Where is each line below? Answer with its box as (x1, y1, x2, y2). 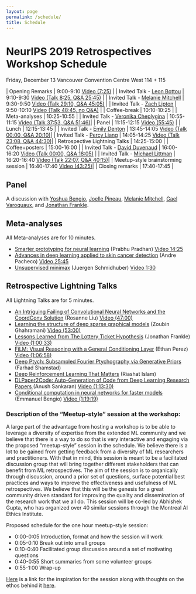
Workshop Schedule (6, 57, 107, 70)
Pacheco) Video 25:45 (14, 257, 69, 264)
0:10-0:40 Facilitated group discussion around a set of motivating (14, 546, 173, 553)
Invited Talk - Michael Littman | (101, 150, 176, 157)
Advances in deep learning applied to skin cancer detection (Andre (14, 252, 177, 259)
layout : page (6, 8, 38, 15)
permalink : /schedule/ (6, 14, 61, 20)
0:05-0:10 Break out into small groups (14, 539, 106, 547)
